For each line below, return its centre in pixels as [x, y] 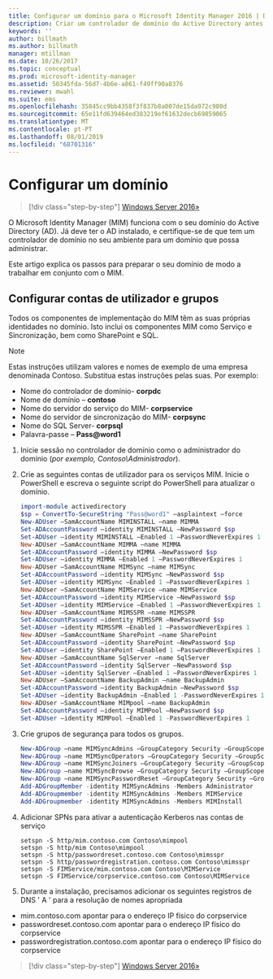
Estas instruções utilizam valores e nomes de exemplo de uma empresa [128, 367]
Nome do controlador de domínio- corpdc [91, 392]
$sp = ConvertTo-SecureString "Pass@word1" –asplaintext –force [131, 514]
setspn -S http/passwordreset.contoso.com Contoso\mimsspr [122, 855]
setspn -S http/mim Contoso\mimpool [82, 847]
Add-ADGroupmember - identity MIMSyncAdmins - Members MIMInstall [131, 801]
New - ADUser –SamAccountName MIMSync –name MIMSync [108, 567]
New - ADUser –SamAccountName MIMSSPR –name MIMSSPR [108, 613]
